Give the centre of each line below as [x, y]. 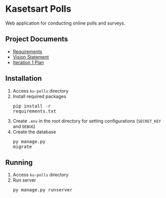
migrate [22, 147]
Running [19, 162]
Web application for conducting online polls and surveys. [65, 23]
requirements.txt [34, 111]
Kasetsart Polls [38, 9]
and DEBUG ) [24, 126]
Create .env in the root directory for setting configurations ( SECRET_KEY [87, 121]
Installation [24, 79]
